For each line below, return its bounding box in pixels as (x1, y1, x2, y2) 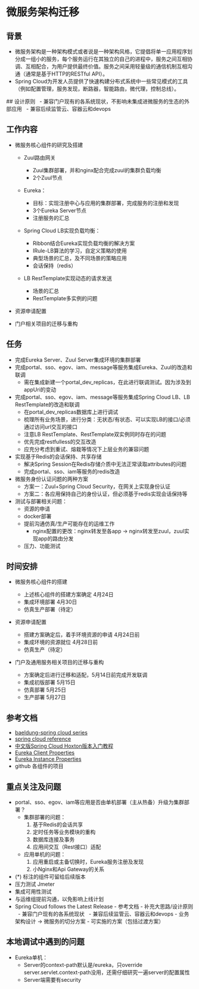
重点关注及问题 (6, 782, 61, 792)
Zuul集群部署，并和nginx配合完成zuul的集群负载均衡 (32, 166, 161, 173)
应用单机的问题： (23, 851, 66, 858)
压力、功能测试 (23, 542, 61, 549)
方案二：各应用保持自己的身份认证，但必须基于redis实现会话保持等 (23, 490, 188, 497)
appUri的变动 (23, 385, 57, 393)
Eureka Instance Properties (14, 755, 82, 763)
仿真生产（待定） (23, 646, 66, 653)
